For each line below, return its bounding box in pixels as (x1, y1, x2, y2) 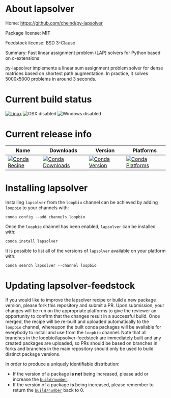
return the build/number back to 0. (12, 387, 84, 393)
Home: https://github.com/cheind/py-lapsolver (5, 20, 103, 26)
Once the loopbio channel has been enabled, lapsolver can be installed (5, 223, 156, 230)
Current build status (5, 94, 92, 105)
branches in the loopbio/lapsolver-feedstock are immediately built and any (5, 335, 161, 341)
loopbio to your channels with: (5, 205, 69, 211)
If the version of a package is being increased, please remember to (12, 381, 154, 388)
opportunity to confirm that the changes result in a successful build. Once (5, 313, 160, 319)
